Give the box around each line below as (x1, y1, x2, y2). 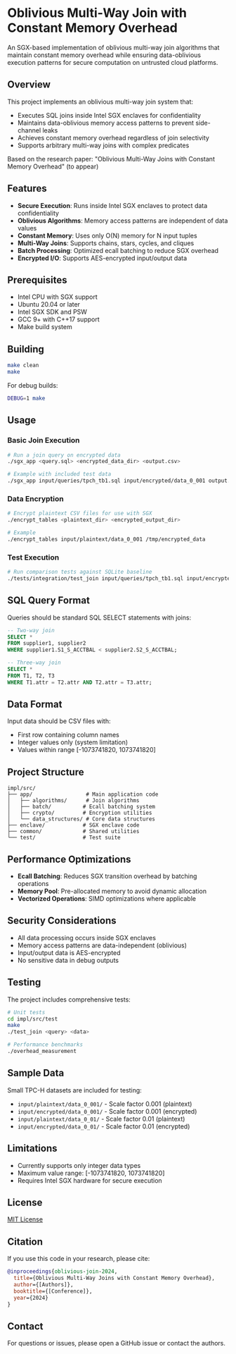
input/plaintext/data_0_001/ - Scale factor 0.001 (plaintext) (17, 1100, 192, 1108)
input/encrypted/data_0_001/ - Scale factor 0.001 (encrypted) (17, 1107, 197, 1115)
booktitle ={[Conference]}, (13, 1288, 93, 1295)
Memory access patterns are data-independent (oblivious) (17, 941, 188, 949)
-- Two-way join (7, 627, 55, 634)
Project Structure (7, 766, 84, 778)
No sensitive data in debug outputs (17, 956, 119, 964)
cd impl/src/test (7, 1015, 58, 1023)
